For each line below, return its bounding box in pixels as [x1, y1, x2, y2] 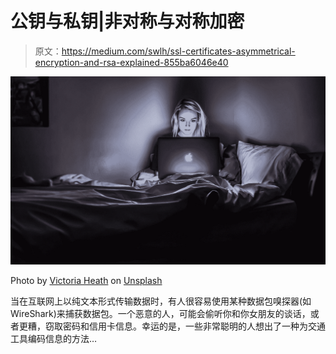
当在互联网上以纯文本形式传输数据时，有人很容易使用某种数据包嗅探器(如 [10, 295, 312, 307]
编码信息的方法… [27, 333, 98, 345]
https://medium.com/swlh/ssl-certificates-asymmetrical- [61, 45, 296, 57]
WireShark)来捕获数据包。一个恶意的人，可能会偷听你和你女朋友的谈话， [10, 308, 311, 320]
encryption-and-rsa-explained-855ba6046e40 [34, 56, 229, 68]
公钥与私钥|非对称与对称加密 [10, 10, 245, 33]
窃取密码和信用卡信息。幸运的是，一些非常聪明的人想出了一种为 [44, 320, 308, 332]
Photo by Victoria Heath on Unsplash [10, 275, 163, 287]
